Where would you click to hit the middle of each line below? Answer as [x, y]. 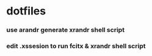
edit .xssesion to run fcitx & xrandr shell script [76, 46]
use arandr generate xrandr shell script [66, 30]
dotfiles [26, 11]
